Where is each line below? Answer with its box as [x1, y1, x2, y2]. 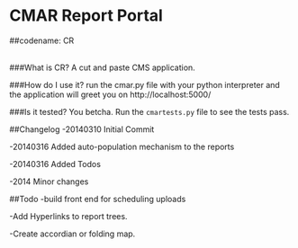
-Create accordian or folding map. [9, 228, 136, 239]
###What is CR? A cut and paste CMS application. [9, 62, 195, 73]
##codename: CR [9, 35, 75, 46]
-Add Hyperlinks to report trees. [9, 210, 128, 221]
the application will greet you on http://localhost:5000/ [9, 89, 212, 100]
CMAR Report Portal [9, 5, 164, 26]
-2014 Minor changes [9, 176, 89, 187]
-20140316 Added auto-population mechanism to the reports [9, 141, 235, 152]
